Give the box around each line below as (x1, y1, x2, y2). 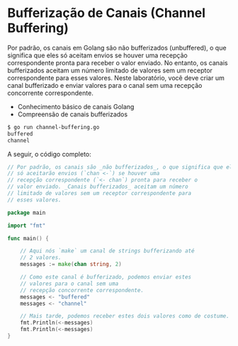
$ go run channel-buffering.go (7, 123, 100, 130)
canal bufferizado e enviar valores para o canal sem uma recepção (7, 81, 203, 89)
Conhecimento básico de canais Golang (17, 102, 135, 111)
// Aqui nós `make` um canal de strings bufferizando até (20, 247, 195, 255)
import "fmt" (7, 222, 46, 229)
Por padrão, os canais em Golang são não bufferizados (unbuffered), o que (7, 43, 227, 52)
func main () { (7, 235, 50, 242)
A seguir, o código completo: (7, 150, 92, 158)
